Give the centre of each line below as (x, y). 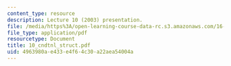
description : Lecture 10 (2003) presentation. (75, 20)
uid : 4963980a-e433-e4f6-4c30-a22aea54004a (70, 52)
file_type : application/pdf (47, 33)
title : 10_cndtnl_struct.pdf (49, 45)
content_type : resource (41, 13)
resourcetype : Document (41, 39)
